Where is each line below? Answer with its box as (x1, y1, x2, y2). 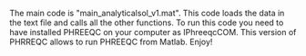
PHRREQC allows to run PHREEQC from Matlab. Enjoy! (9, 36, 213, 47)
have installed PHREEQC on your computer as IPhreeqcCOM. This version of (9, 27, 297, 37)
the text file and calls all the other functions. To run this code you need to (9, 17, 284, 28)
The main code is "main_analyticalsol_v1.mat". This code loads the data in (9, 8, 285, 18)
